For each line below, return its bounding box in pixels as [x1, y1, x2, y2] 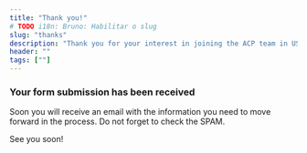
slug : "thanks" [9, 30, 68, 39]
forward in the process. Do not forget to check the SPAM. [9, 116, 226, 127]
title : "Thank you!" [9, 13, 89, 23]
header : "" [9, 47, 51, 56]
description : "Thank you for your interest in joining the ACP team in [9, 38, 288, 48]
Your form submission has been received [9, 86, 196, 98]
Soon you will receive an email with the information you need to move [9, 107, 271, 117]
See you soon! [9, 134, 64, 145]
